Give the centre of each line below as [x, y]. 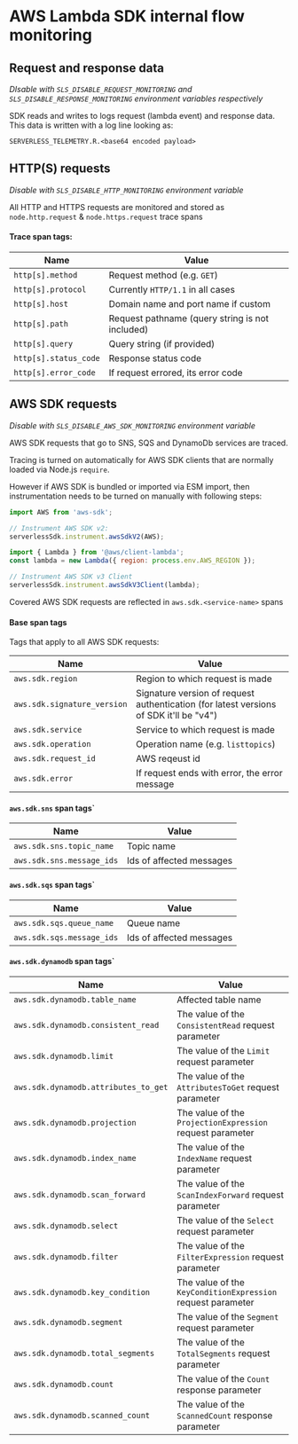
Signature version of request [195, 694]
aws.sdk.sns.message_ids [66, 861]
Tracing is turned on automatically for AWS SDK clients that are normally [141, 459]
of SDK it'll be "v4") [177, 716]
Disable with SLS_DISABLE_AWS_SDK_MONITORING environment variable [132, 425]
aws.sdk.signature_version [71, 704]
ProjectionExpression [222, 1122]
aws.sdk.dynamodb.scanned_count [82, 1415]
